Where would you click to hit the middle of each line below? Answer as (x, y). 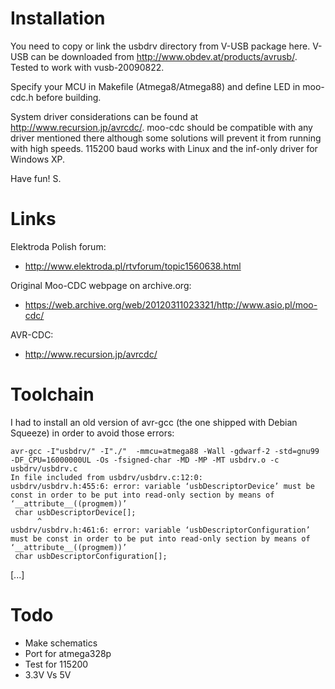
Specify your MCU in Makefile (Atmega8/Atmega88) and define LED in (155, 86)
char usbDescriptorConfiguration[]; (91, 556)
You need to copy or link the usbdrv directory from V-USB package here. (160, 46)
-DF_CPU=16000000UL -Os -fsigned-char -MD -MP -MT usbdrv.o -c (145, 460)
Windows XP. (38, 159)
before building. (68, 97)
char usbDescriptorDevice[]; (75, 512)
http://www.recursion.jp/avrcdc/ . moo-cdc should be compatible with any (161, 127)
